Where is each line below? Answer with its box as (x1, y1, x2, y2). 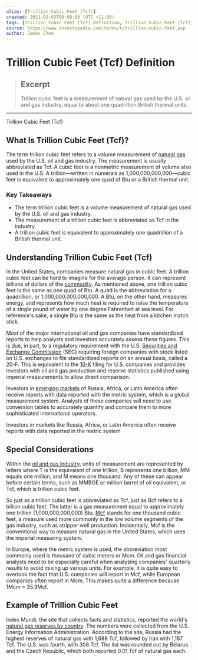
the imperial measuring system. (6, 534, 82, 541)
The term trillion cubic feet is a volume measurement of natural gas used (14, 204, 192, 211)
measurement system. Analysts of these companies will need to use (6, 397, 171, 404)
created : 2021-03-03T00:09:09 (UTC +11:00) (6, 14, 115, 20)
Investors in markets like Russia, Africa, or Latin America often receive (6, 421, 176, 428)
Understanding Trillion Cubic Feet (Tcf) (6, 252, 153, 262)
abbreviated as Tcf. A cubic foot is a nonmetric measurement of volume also (6, 163, 192, 170)
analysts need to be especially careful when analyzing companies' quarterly (6, 558, 191, 565)
